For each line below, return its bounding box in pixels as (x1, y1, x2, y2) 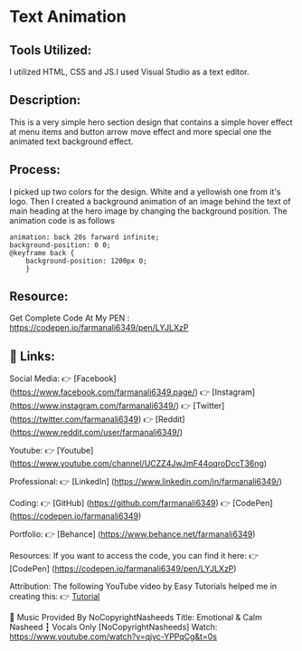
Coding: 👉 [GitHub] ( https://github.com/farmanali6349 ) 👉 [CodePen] (9, 498, 273, 509)
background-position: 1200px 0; (25, 256, 147, 265)
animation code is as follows (9, 215, 116, 225)
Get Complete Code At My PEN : (9, 312, 130, 323)
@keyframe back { (9, 248, 75, 257)
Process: (9, 162, 61, 177)
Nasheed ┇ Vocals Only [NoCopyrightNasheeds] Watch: (9, 622, 218, 633)
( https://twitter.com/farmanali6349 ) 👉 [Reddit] (9, 414, 185, 425)
